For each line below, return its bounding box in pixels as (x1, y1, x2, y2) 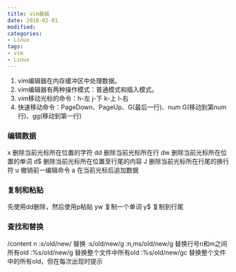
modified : (7, 23, 37, 30)
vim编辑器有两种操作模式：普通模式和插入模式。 (17, 85, 159, 94)
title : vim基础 (7, 10, 50, 18)
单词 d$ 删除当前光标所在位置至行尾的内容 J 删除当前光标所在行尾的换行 (19, 157, 230, 166)
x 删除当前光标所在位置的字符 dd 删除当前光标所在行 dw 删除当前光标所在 (7, 149, 221, 157)
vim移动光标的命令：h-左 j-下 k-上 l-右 (17, 94, 129, 102)
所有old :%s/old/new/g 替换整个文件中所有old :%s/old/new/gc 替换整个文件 (7, 248, 227, 256)
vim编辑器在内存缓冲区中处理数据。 (17, 76, 121, 85)
